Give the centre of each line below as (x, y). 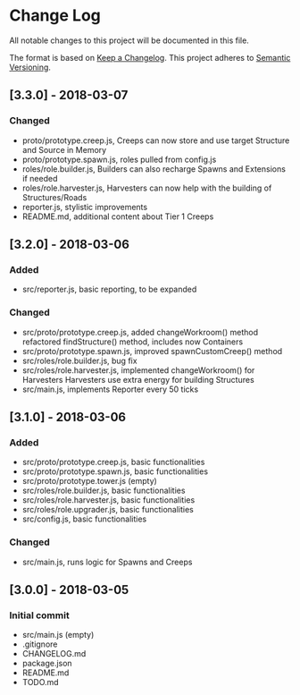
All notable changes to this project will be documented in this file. (129, 40)
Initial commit (39, 615)
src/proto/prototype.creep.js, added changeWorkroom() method (140, 332)
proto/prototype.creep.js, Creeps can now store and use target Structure (156, 140)
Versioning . (30, 67)
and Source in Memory (64, 149)
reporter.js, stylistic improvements (85, 207)
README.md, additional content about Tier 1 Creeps (118, 216)
